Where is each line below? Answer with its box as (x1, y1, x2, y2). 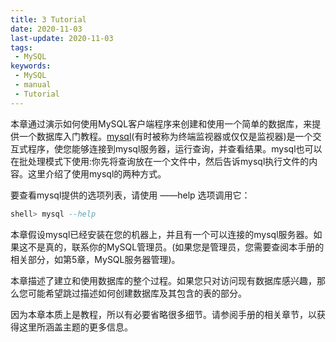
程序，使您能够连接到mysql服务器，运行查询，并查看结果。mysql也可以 (27, 142, 323, 155)
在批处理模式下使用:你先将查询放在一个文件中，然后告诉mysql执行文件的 (10, 155, 310, 167)
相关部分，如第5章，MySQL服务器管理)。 (10, 253, 181, 265)
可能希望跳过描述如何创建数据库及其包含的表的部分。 (27, 287, 247, 299)
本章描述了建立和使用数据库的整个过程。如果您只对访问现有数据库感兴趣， (10, 274, 317, 286)
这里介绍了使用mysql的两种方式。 (27, 167, 167, 180)
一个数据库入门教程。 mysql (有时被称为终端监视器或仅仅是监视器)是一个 (18, 130, 313, 142)
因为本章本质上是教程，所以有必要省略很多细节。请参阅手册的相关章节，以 (10, 308, 317, 320)
